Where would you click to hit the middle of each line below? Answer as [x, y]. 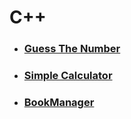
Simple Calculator [68, 76]
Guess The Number [72, 49]
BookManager [59, 102]
